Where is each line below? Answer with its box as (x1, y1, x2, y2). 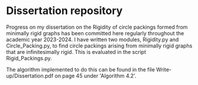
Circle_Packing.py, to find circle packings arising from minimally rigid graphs (6, 42, 193, 49)
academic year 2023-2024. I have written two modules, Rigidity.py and (6, 36, 179, 43)
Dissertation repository (6, 4, 123, 18)
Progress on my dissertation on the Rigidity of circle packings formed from (6, 23, 188, 30)
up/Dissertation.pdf (6, 72, 54, 79)
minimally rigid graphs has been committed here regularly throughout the (6, 29, 184, 36)
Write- (156, 66, 172, 73)
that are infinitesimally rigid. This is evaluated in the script (6, 48, 147, 55)
